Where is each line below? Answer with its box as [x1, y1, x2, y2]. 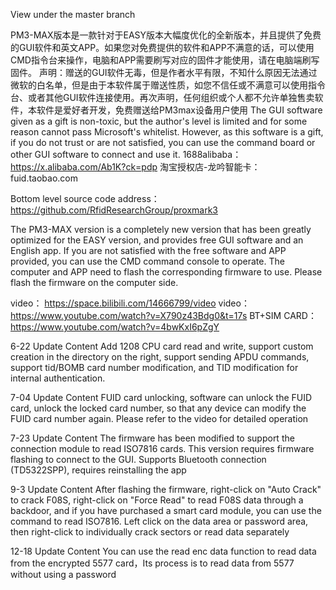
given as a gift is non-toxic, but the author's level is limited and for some [10, 115, 308, 127]
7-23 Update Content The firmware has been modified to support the [10, 432, 295, 444]
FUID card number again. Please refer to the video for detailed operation [10, 413, 309, 424]
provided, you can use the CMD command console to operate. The [10, 255, 285, 267]
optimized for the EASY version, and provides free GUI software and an [10, 234, 304, 246]
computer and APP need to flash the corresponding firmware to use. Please [10, 266, 323, 278]
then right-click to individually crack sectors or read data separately [10, 526, 290, 538]
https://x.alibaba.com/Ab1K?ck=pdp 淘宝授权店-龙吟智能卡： [10, 161, 261, 173]
